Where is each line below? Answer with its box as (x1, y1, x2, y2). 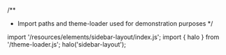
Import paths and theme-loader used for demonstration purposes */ (17, 19, 213, 27)
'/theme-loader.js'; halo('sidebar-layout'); (7, 40, 127, 48)
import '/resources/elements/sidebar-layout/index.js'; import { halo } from (7, 33, 220, 41)
